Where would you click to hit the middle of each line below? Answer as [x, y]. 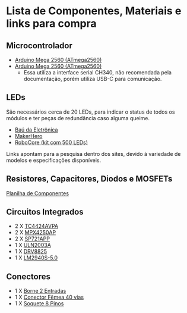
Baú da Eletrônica [36, 130]
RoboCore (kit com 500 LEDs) [51, 142]
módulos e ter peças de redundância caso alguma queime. [78, 118]
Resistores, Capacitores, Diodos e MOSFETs [89, 179]
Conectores [28, 276]
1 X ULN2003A [33, 245]
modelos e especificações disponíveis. [54, 160]
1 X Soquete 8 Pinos [39, 303]
